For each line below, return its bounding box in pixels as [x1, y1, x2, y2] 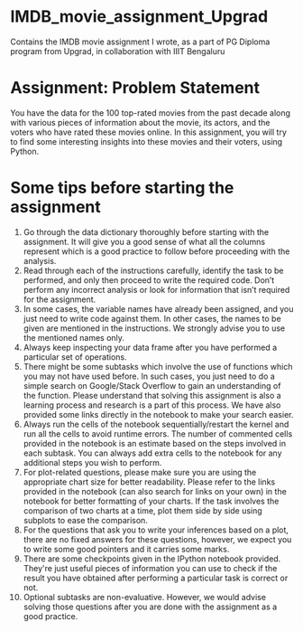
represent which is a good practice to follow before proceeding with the [23, 246, 290, 257]
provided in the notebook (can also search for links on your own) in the [23, 485, 287, 496]
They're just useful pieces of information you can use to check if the [23, 562, 278, 573]
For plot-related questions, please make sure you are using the [23, 466, 257, 477]
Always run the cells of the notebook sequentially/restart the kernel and [23, 419, 289, 429]
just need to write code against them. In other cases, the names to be [23, 313, 282, 324]
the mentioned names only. [23, 332, 125, 343]
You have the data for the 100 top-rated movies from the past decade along [10, 107, 291, 118]
